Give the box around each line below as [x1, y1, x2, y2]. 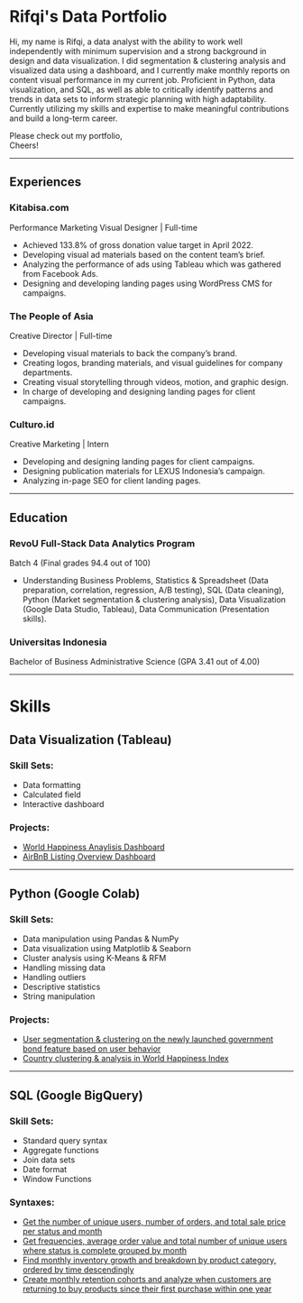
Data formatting [22, 780, 81, 791]
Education [9, 509, 69, 525]
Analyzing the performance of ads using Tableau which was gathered [22, 259, 281, 270]
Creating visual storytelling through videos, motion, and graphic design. [22, 376, 289, 387]
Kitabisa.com [9, 201, 69, 214]
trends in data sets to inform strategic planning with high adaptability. [9, 93, 267, 105]
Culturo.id [9, 418, 55, 430]
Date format [22, 1164, 68, 1175]
